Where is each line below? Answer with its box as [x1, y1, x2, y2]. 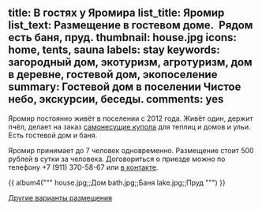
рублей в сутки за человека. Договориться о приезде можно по [8, 154, 226, 163]
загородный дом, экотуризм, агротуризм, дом [8, 55, 253, 69]
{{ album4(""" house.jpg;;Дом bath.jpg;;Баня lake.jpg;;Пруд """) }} [8, 178, 226, 187]
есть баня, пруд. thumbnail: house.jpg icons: [8, 31, 237, 44]
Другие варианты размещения [8, 193, 113, 202]
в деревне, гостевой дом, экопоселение [8, 68, 218, 81]
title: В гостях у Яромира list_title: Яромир [8, 6, 225, 20]
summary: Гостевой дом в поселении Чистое [8, 81, 241, 94]
